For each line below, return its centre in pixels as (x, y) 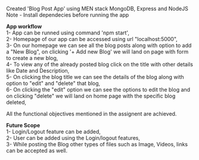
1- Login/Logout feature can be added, (54, 131)
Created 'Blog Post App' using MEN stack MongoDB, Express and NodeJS (97, 9)
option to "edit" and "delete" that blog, (53, 83)
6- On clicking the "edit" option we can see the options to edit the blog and (98, 90)
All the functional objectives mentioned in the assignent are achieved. (91, 114)
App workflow (24, 26)
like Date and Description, (38, 70)
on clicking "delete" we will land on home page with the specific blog (91, 96)
